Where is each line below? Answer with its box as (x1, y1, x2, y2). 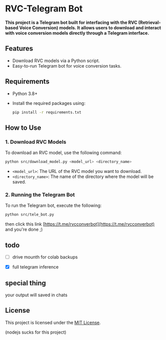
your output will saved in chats (5, 292, 68, 298)
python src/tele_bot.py (5, 212, 55, 217)
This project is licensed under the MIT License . (5, 319, 101, 326)
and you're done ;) (5, 227, 43, 233)
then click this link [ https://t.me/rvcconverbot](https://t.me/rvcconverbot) (5, 221, 155, 227)
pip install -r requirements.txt (12, 110, 82, 115)
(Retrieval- (138, 19, 161, 25)
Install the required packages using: (12, 100, 86, 106)
